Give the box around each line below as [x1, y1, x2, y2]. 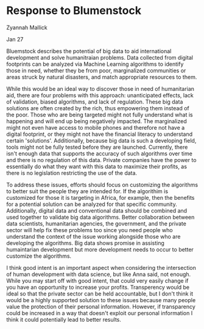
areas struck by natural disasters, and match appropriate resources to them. [6, 73, 197, 80]
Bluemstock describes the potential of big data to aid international [6, 47, 172, 55]
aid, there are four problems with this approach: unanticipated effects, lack [6, 91, 194, 99]
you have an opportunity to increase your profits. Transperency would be [6, 283, 190, 291]
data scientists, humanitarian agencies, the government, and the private [6, 220, 187, 227]
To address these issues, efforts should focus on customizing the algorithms [6, 181, 199, 188]
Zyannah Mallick [6, 24, 47, 31]
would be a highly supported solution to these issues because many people [6, 296, 196, 303]
